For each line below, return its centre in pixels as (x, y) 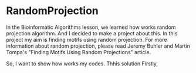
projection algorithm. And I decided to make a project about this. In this (92, 33)
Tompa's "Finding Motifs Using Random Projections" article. (79, 52)
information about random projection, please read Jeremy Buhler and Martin (98, 46)
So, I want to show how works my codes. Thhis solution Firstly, (82, 64)
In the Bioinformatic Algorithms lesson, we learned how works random (91, 27)
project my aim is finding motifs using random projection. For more (87, 39)
